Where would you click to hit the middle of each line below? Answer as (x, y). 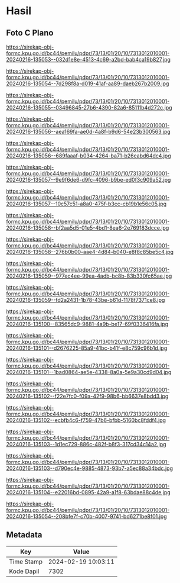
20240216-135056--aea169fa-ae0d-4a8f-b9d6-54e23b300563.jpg (89, 132)
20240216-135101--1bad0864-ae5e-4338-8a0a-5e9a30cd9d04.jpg (89, 372)
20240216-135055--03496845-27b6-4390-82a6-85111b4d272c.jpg (89, 107)
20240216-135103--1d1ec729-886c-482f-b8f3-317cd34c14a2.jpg (86, 444)
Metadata (24, 535)
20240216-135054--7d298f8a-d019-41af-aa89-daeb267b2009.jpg (88, 83)
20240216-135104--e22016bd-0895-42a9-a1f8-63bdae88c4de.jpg (88, 492)
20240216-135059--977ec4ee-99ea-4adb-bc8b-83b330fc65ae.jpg (89, 276)
